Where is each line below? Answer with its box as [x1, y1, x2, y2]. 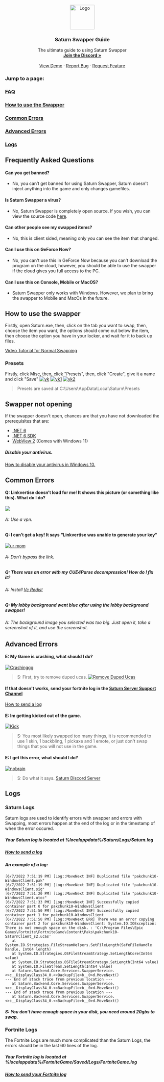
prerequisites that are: [5, 418, 50, 424]
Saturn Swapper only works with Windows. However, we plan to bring [12, 290, 153, 296]
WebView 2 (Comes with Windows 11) [12, 438, 88, 444]
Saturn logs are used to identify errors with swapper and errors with [5, 815, 142, 821]
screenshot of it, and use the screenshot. [5, 625, 88, 631]
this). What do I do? [5, 495, 46, 501]
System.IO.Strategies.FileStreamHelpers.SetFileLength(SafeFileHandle [5, 942, 152, 948]
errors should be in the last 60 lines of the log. [5, 1043, 98, 1049]
